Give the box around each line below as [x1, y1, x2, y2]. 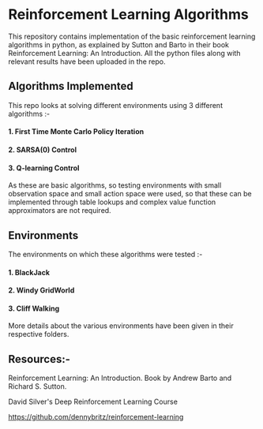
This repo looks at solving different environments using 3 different [8, 100, 224, 110]
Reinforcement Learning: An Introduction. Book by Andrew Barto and [8, 373, 232, 383]
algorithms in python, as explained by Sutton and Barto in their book [8, 39, 229, 49]
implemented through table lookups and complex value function [8, 197, 216, 207]
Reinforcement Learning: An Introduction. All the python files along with [8, 48, 241, 58]
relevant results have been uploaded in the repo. [8, 57, 166, 66]
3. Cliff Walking [8, 304, 60, 313]
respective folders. [8, 330, 70, 339]
